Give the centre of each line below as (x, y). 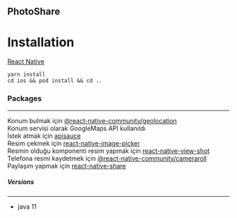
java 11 (27, 206)
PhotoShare (34, 12)
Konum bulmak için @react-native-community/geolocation (92, 120)
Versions (21, 182)
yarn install (26, 75)
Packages (25, 98)
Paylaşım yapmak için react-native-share (67, 166)
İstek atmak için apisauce (44, 136)
